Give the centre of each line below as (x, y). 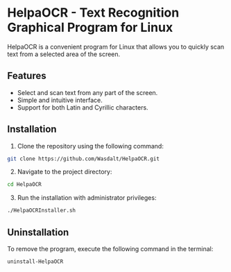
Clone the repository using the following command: (91, 146)
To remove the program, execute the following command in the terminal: (110, 249)
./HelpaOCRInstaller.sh (42, 211)
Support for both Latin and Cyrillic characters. (83, 107)
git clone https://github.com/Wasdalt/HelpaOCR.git (83, 159)
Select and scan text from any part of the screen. (87, 92)
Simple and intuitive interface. (60, 100)
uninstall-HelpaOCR (35, 262)
